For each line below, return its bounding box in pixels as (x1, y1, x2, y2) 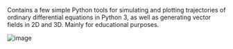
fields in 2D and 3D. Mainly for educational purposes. (7, 21, 159, 28)
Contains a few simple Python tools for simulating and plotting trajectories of (7, 6, 226, 14)
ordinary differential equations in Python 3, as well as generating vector (7, 13, 212, 21)
